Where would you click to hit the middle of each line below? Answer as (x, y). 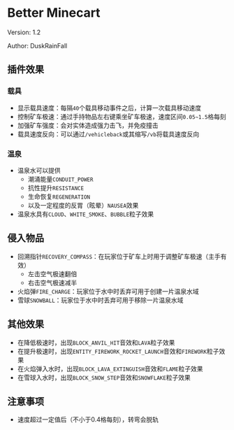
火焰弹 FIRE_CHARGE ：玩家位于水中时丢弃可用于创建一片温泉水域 (108, 291)
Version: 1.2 (24, 32)
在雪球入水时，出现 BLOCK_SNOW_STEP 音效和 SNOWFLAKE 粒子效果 (104, 377)
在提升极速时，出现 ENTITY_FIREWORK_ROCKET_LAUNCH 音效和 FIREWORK (112, 351)
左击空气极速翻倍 (52, 273)
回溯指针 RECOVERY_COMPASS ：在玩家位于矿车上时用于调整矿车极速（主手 (119, 256)
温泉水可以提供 (39, 170)
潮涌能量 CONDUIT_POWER (60, 179)
